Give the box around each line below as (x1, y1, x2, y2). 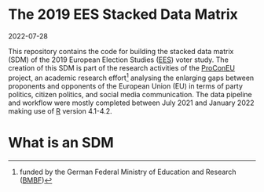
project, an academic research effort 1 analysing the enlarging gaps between (8, 71, 255, 82)
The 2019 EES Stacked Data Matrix (8, 5, 238, 24)
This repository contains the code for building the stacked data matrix (8, 46, 234, 56)
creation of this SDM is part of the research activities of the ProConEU (8, 63, 236, 72)
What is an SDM (8, 133, 114, 151)
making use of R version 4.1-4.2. (8, 106, 112, 115)
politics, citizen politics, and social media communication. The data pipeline (8, 89, 253, 99)
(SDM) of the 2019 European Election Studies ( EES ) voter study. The (8, 55, 229, 64)
